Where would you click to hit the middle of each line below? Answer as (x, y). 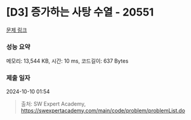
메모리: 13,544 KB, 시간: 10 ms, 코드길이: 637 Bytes (67, 61)
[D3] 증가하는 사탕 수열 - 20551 (80, 12)
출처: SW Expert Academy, (53, 104)
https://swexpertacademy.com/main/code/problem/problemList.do (103, 110)
